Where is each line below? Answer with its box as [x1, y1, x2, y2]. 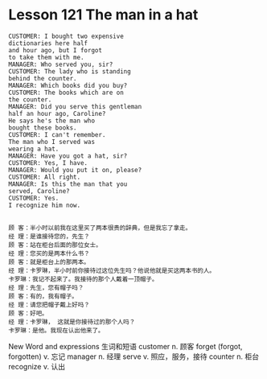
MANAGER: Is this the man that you [8, 179, 128, 188]
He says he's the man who [8, 117, 95, 125]
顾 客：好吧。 [8, 309, 48, 317]
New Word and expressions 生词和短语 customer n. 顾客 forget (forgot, [8, 341, 243, 351]
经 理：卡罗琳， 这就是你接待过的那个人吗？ [8, 318, 136, 326]
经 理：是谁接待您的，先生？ [8, 232, 90, 241]
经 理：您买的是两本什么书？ [8, 249, 90, 257]
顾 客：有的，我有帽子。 [8, 292, 78, 300]
